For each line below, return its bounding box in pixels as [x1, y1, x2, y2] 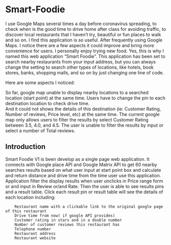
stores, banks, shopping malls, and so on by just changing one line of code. [5, 69, 164, 75]
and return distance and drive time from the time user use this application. [5, 172, 161, 178]
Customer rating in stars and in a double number [14, 217, 123, 222]
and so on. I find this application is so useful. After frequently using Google [5, 37, 162, 43]
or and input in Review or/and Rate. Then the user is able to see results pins [5, 183, 164, 189]
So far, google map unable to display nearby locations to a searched [5, 89, 149, 95]
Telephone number [14, 227, 52, 232]
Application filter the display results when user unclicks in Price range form [5, 178, 163, 184]
